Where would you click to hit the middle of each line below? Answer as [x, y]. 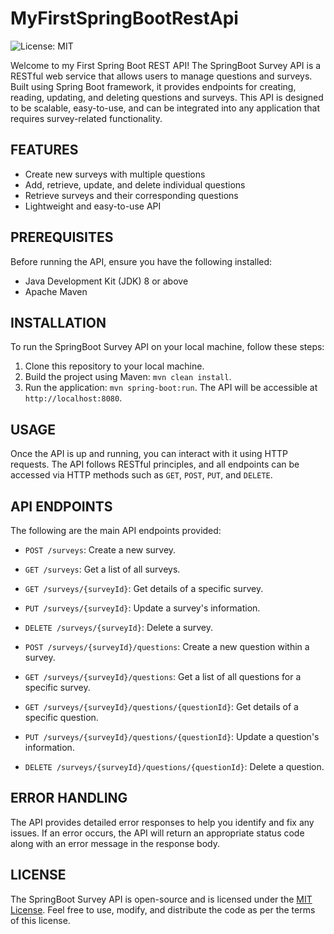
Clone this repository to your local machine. [114, 366]
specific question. [61, 717]
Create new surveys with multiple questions [115, 174]
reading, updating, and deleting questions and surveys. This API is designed [167, 97]
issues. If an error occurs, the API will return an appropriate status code [157, 833]
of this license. [40, 920]
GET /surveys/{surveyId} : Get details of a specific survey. [144, 588]
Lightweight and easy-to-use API [93, 206]
